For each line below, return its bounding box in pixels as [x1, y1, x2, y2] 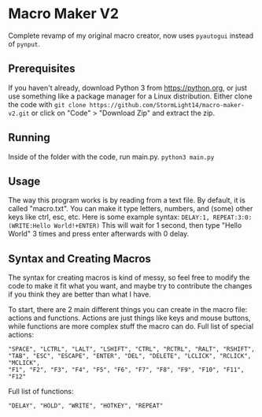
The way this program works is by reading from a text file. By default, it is [8, 195, 245, 205]
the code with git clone [8, 99, 87, 109]
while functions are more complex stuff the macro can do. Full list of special [8, 322, 254, 331]
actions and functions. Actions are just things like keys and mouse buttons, [8, 313, 251, 323]
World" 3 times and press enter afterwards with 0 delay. [8, 229, 190, 239]
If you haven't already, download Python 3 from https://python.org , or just [8, 83, 248, 92]
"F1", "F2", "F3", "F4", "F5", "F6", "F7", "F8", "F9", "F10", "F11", [8, 366, 245, 374]
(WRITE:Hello [8, 222, 51, 230]
